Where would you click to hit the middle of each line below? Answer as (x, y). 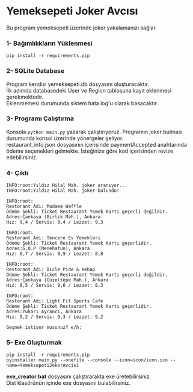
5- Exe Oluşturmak (34, 343)
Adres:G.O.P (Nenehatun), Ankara (48, 249)
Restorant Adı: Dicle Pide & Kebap (51, 270)
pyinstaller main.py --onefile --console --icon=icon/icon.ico (87, 360)
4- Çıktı (17, 173)
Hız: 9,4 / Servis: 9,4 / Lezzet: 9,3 (55, 222)
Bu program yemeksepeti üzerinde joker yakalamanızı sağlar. (82, 28)
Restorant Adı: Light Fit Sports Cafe (55, 301)
